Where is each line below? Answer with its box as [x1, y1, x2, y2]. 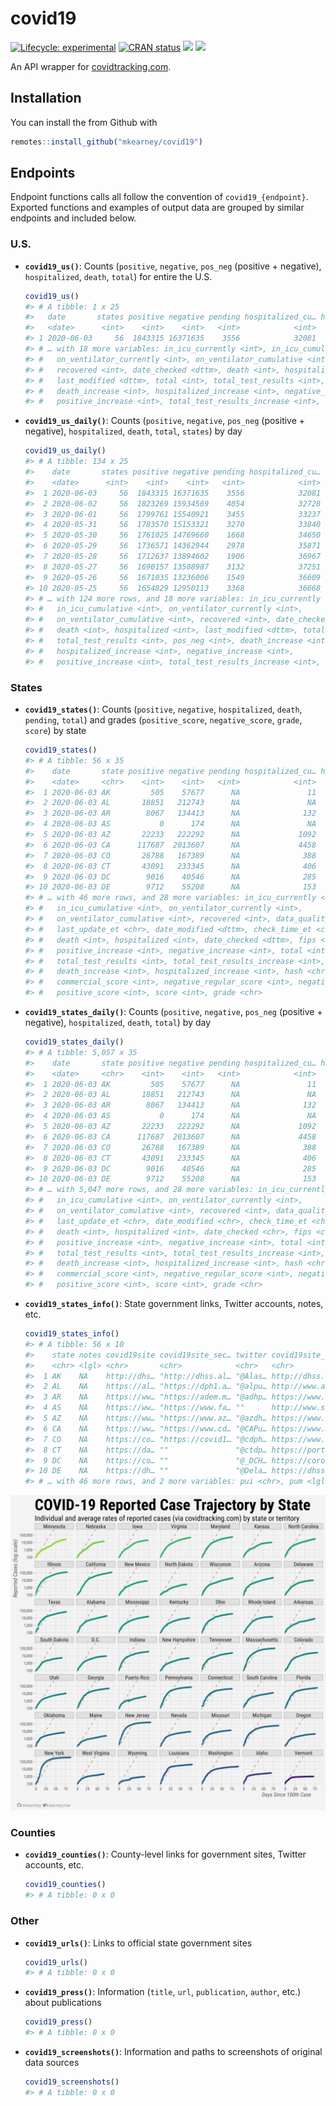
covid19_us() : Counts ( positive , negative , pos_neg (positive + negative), [24, 260, 322, 272]
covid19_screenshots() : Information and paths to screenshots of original [24, 2046, 323, 2057]
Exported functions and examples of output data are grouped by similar [10, 202, 305, 214]
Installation [10, 90, 82, 107]
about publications [24, 1997, 102, 2009]
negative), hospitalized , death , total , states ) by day [24, 425, 243, 437]
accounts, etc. [24, 1859, 85, 1871]
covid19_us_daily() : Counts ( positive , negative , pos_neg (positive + [24, 415, 306, 427]
